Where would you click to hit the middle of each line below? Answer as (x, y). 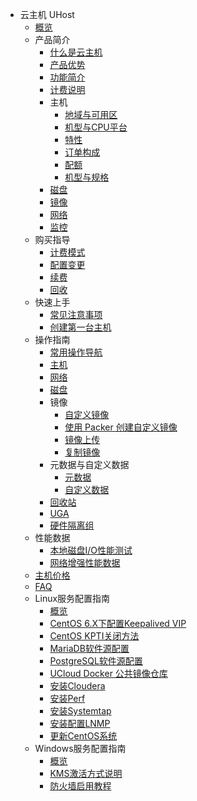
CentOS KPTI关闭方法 (94, 636)
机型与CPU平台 (96, 127)
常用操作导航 (76, 352)
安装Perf (67, 698)
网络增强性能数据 (85, 562)
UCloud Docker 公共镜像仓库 (108, 673)
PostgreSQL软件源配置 (96, 661)
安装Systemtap (80, 711)
